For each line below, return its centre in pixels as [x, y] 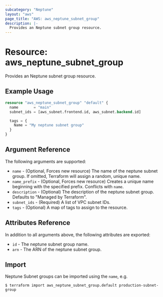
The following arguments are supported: [46, 161]
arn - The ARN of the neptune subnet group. [57, 249]
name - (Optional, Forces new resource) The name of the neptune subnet [85, 171]
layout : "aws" [20, 14]
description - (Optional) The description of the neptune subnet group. [83, 192]
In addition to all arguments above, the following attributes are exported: [78, 235]
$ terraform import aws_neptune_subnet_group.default [61, 285]
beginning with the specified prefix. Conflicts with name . [68, 186]
